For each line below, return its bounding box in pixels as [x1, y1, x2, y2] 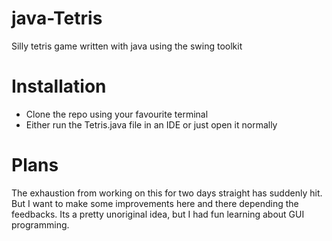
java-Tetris [11, 7, 103, 30]
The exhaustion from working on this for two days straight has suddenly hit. [11, 187, 323, 199]
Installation [11, 75, 107, 98]
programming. [11, 218, 70, 231]
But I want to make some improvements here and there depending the [11, 197, 299, 209]
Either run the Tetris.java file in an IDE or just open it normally [25, 118, 278, 131]
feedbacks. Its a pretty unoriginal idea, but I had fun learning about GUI [11, 208, 305, 220]
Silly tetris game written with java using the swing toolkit [11, 40, 243, 52]
